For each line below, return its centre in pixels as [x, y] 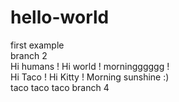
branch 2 [29, 55]
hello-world [60, 17]
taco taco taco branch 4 [60, 87]
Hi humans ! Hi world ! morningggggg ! [90, 66]
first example [37, 45]
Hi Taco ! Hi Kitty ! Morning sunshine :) [90, 77]
